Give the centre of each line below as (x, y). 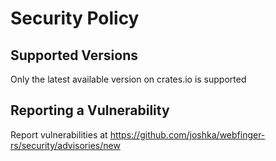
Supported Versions (74, 55)
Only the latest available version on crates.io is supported (128, 79)
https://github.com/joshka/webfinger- (187, 134)
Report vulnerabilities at (59, 134)
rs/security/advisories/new (65, 145)
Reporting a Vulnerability (90, 110)
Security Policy (75, 18)
